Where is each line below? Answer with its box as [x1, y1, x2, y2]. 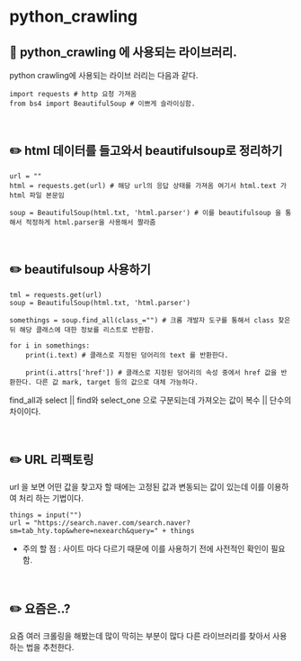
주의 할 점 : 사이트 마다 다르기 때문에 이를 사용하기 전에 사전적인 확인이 [22, 543, 270, 555]
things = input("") [9, 511, 83, 520]
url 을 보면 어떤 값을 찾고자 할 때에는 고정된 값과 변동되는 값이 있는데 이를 [9, 482, 265, 493]
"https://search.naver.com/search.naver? [32, 519, 191, 528]
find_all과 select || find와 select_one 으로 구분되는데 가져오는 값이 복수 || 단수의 [9, 394, 292, 405]
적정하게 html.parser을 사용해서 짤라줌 [25, 218, 156, 227]
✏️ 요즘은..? [9, 601, 71, 616]
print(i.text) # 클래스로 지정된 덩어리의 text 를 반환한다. [25, 350, 229, 359]
